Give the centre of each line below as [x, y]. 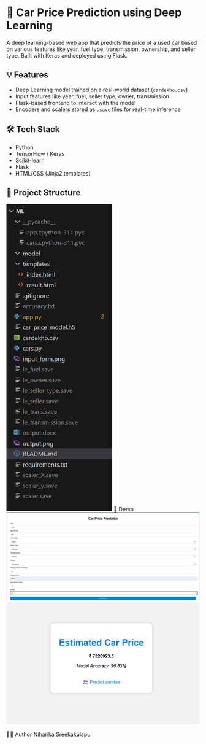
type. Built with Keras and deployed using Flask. [67, 55]
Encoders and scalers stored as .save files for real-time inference [98, 109]
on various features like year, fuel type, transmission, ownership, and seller [101, 49]
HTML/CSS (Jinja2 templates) [53, 173]
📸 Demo [123, 510]
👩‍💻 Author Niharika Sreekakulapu [48, 734]
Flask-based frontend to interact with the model [75, 103]
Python [24, 147]
